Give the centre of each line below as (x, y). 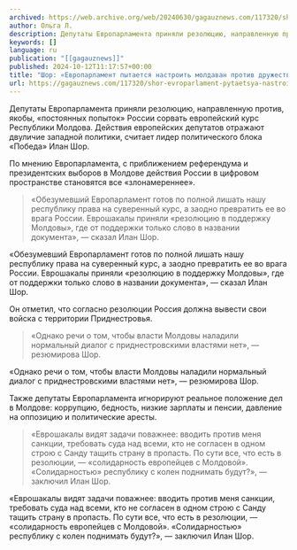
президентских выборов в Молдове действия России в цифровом (134, 173)
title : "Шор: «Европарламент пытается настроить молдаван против (132, 75)
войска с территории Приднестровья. (81, 318)
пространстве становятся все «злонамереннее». (103, 182)
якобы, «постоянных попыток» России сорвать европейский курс (134, 118)
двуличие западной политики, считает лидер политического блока (136, 136)
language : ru (33, 50)
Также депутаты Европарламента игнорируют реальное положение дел (146, 398)
